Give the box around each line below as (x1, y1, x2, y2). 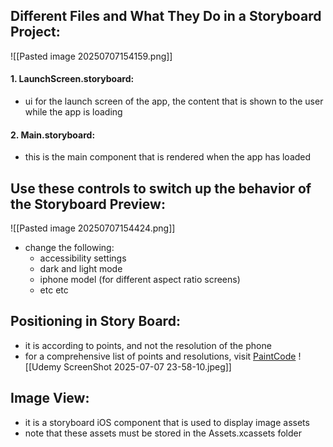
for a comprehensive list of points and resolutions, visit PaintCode (24, 350, 297, 362)
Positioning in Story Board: (10, 313, 181, 330)
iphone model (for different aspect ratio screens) (39, 274, 241, 286)
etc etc (39, 284, 69, 296)
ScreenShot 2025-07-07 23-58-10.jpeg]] (63, 360, 232, 373)
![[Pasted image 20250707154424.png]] (10, 222, 176, 234)
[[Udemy (24, 360, 62, 373)
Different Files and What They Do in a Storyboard (10, 8, 322, 25)
